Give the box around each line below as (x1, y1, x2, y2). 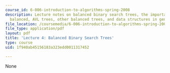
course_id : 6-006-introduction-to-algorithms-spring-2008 (5, 7, 130, 13)
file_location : (5, 21, 37, 27)
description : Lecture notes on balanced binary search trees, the (5, 12, 148, 17)
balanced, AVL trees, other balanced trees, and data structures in (10, 17, 157, 22)
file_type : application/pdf (5, 26, 65, 31)
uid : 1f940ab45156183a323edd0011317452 (5, 45, 90, 50)
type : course (5, 40, 33, 45)
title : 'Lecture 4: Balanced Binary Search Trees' (5, 36, 114, 41)
